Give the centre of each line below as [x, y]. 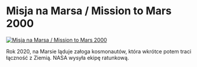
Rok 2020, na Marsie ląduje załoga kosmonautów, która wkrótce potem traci [99, 51]
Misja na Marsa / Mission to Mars [89, 11]
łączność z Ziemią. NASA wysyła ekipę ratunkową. [67, 58]
